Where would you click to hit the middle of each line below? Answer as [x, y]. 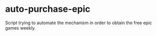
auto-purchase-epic [48, 9]
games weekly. [21, 28]
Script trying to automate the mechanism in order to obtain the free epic [79, 23]
